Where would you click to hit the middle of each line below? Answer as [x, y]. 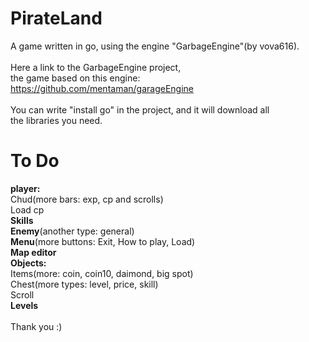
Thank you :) [36, 326]
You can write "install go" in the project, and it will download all [140, 109]
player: [25, 188]
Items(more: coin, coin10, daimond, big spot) [102, 273]
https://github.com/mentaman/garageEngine [102, 88]
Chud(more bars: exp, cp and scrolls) [87, 199]
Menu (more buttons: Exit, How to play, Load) [103, 241]
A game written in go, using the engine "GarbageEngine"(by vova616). [155, 46]
